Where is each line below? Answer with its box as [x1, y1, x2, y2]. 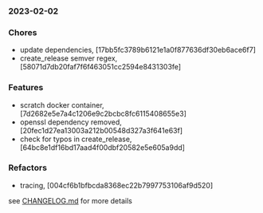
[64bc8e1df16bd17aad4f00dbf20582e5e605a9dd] [19, 142, 186, 152]
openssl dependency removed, [19, 117, 122, 127]
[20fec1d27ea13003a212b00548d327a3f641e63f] [19, 125, 183, 135]
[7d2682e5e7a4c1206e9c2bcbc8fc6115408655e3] [19, 108, 187, 118]
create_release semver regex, [19, 53, 118, 63]
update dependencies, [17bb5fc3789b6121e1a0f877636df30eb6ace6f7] [19, 45, 257, 55]
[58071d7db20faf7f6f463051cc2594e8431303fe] [19, 62, 182, 72]
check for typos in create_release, [19, 134, 132, 144]
